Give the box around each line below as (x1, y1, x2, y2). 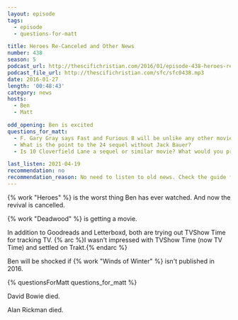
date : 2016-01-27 (7, 76, 59, 83)
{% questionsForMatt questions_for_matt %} (7, 278, 137, 287)
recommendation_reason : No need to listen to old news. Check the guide (7, 174, 227, 181)
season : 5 (7, 56, 37, 64)
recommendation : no (7, 167, 65, 174)
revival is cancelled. (7, 200, 65, 209)
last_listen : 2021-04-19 (7, 161, 81, 168)
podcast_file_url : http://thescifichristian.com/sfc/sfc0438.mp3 (7, 69, 204, 76)
